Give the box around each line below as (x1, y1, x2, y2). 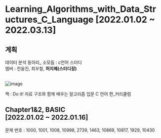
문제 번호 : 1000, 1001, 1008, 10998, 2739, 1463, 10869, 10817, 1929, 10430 (5, 127, 155, 133)
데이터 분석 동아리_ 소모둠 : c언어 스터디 (5, 59, 82, 65)
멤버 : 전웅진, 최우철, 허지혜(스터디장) (5, 66, 77, 71)
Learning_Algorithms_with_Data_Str (5, 3, 157, 15)
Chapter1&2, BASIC (5, 105, 66, 114)
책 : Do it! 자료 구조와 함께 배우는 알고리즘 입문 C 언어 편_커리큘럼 (5, 91, 131, 97)
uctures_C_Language (5, 14, 94, 25)
